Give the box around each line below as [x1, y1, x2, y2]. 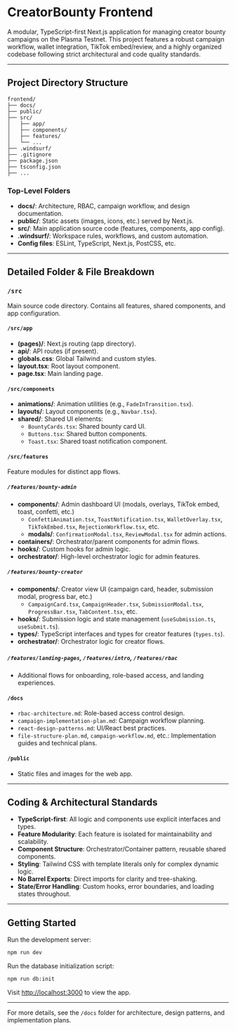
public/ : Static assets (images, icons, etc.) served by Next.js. [17, 217, 195, 225]
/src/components [7, 385, 55, 393]
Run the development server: [7, 935, 91, 944]
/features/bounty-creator [7, 568, 83, 576]
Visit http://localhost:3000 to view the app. [7, 988, 131, 997]
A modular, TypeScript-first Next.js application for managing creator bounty [7, 27, 226, 36]
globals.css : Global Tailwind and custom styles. [17, 354, 157, 362]
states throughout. [17, 890, 72, 898]
